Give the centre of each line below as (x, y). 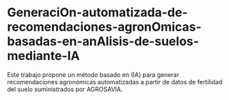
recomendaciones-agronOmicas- (104, 27)
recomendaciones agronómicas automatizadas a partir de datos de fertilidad (115, 82)
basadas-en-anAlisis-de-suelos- (103, 41)
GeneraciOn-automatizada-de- (97, 13)
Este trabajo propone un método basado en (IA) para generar (93, 74)
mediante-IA (43, 56)
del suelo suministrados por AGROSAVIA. (65, 89)
